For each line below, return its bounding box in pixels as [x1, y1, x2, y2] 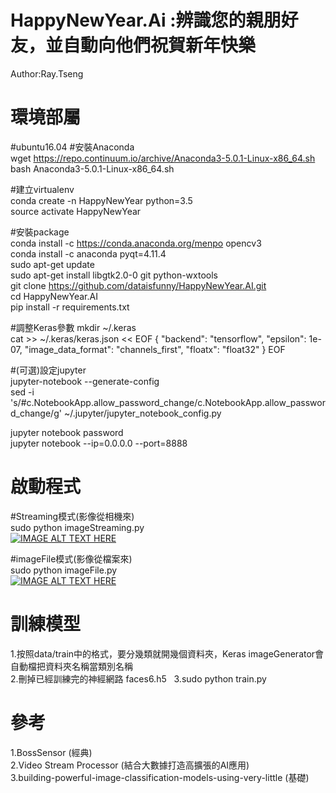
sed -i [10, 386, 35, 398]
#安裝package [10, 226, 70, 238]
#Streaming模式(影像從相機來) [10, 510, 135, 522]
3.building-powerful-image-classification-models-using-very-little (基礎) [10, 771, 310, 783]
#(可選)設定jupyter [10, 364, 87, 376]
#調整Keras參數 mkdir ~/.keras [10, 321, 137, 333]
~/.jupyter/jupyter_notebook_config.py [63, 407, 222, 419]
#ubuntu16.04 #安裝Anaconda [10, 141, 135, 153]
